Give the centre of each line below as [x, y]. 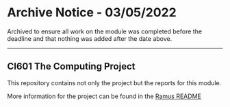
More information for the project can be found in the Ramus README [104, 96]
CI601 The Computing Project [71, 66]
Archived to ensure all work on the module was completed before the [105, 31]
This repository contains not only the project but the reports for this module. [114, 82]
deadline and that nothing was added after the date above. [90, 38]
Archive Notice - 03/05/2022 [92, 13]
